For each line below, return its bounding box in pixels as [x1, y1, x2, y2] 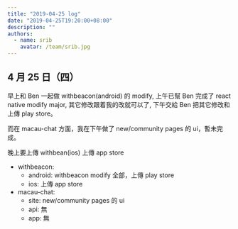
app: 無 [28, 213, 50, 222]
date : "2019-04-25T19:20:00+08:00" [7, 17, 113, 24]
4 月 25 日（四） [7, 72, 80, 84]
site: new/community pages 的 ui [28, 196, 125, 204]
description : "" [7, 23, 55, 30]
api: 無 [28, 205, 48, 213]
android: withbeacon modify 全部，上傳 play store [28, 171, 175, 179]
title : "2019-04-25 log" [7, 10, 81, 18]
